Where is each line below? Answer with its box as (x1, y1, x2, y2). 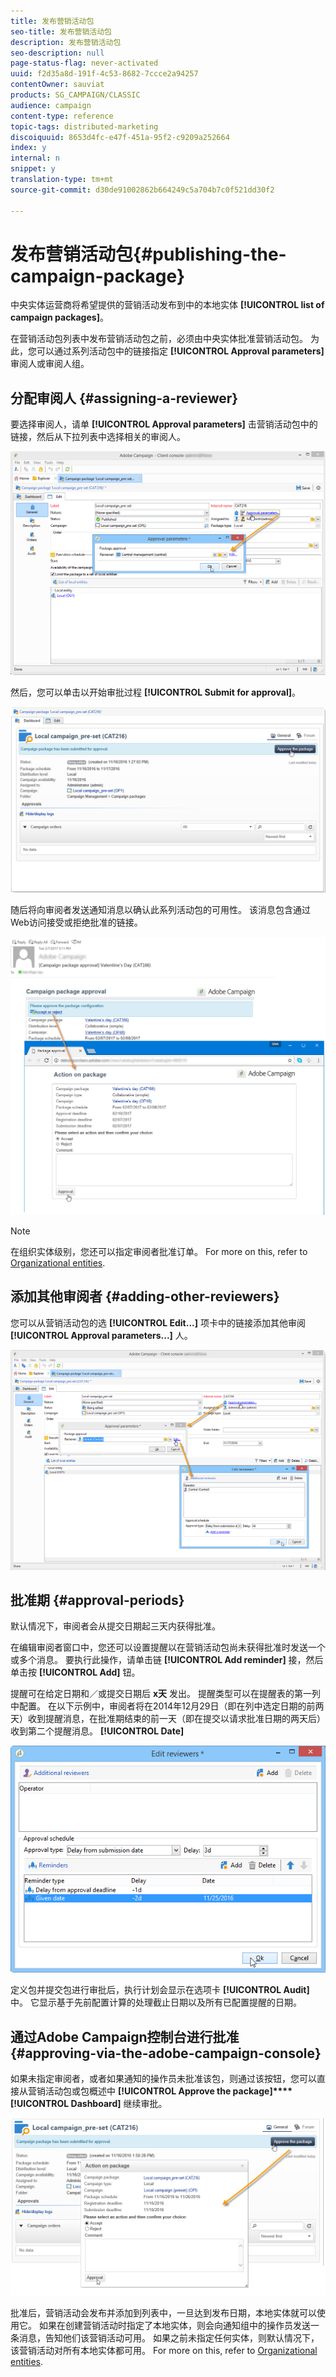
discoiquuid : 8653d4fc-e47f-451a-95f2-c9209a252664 (10, 132, 230, 142)
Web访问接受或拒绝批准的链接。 (10, 916, 143, 929)
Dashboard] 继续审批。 (70, 2098, 168, 2110)
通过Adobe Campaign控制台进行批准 (10, 2028, 240, 2045)
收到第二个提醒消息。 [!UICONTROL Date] (10, 1725, 185, 1737)
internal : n (10, 153, 60, 164)
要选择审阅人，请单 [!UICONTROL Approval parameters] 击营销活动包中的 (10, 418, 318, 430)
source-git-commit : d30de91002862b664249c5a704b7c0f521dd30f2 (10, 185, 275, 195)
